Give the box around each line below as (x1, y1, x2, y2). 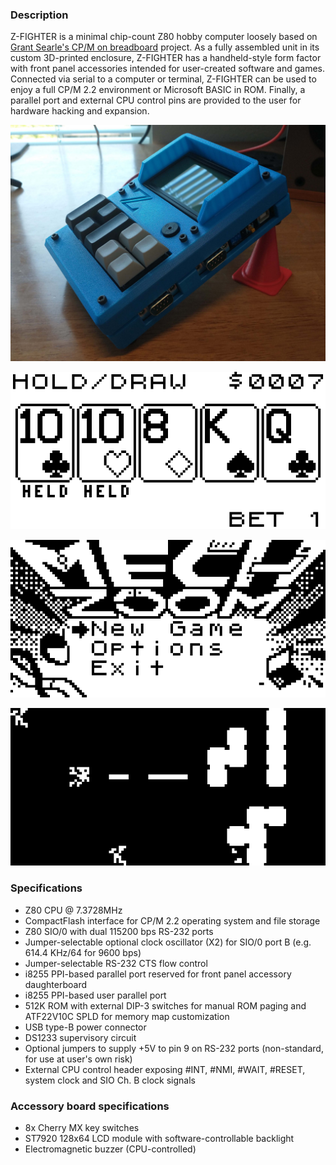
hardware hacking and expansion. (10, 105, 150, 117)
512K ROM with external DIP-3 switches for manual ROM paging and (24, 999, 307, 1012)
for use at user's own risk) (24, 1053, 133, 1065)
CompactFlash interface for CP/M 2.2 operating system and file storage (24, 914, 321, 927)
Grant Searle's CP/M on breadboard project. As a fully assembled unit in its (10, 41, 320, 53)
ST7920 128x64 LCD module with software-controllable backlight (24, 1132, 295, 1144)
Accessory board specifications (10, 1099, 170, 1113)
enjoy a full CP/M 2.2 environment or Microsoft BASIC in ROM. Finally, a (10, 84, 306, 96)
